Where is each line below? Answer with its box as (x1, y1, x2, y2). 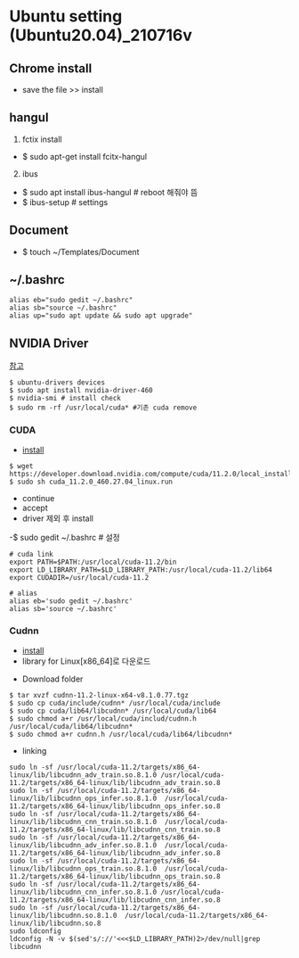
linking (21, 745, 47, 756)
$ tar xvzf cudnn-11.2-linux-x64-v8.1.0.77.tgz (9, 690, 190, 699)
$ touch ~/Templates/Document (21, 246, 140, 257)
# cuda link (9, 549, 53, 558)
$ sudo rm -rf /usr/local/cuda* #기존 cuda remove (9, 403, 198, 412)
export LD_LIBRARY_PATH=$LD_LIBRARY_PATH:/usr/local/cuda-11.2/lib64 (9, 565, 273, 574)
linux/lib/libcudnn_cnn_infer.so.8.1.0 (9, 888, 158, 896)
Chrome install (9, 61, 93, 76)
